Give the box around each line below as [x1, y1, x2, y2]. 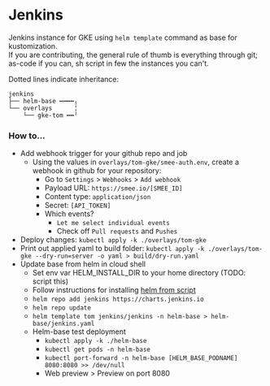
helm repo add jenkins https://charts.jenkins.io [32, 295, 205, 304]
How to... [8, 130, 46, 141]
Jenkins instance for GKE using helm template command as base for [8, 33, 237, 42]
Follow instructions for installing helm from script [32, 285, 197, 295]
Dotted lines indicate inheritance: [8, 74, 120, 84]
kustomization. [8, 41, 59, 50]
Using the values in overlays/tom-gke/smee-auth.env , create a [32, 157, 240, 167]
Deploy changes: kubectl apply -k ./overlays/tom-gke [20, 235, 207, 245]
